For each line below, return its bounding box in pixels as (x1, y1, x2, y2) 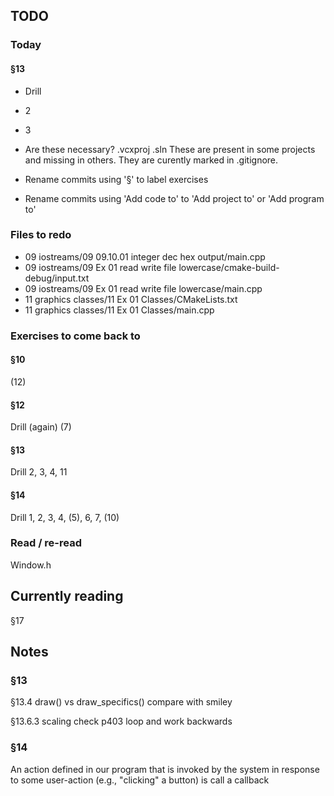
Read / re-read (10, 536, 82, 550)
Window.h (10, 559, 52, 571)
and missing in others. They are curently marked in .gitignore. (24, 154, 279, 166)
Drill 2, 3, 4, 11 (10, 466, 68, 478)
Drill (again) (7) (10, 421, 72, 433)
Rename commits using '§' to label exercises (24, 173, 209, 185)
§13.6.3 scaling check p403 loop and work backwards (10, 715, 233, 728)
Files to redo (10, 228, 72, 242)
